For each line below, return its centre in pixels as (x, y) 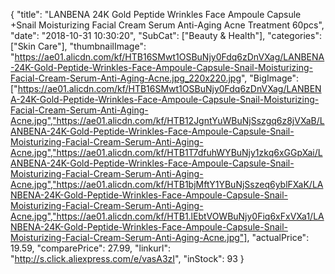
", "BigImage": (270, 78)
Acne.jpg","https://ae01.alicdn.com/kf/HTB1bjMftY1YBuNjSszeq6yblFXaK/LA (167, 184)
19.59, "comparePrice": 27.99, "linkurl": (90, 248)
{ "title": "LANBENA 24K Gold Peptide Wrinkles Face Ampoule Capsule (156, 14)
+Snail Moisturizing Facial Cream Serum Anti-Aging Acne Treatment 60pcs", (167, 25)
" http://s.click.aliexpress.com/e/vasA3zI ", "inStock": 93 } (127, 258)
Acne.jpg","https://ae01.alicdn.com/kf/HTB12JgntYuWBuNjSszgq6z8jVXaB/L (167, 120)
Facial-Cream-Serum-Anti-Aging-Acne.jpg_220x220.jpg (126, 78)
